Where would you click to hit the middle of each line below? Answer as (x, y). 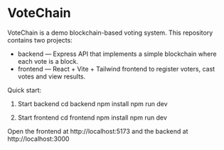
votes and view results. (52, 76)
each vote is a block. (48, 61)
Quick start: (24, 90)
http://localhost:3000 (38, 139)
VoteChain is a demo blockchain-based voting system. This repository (110, 33)
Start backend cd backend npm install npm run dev (93, 103)
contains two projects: (40, 40)
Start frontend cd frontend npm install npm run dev (92, 117)
